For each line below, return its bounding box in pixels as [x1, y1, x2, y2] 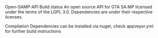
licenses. [5, 14, 23, 19]
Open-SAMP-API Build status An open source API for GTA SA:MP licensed [5, 4, 152, 9]
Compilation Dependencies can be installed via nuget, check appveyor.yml [5, 23, 154, 29]
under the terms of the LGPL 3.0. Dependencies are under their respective [5, 9, 153, 15]
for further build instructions [5, 28, 61, 34]
